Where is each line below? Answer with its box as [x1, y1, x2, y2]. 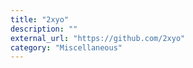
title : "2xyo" [10, 14, 70, 25]
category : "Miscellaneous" [10, 42, 123, 53]
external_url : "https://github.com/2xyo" [10, 33, 186, 43]
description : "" [10, 24, 78, 34]
